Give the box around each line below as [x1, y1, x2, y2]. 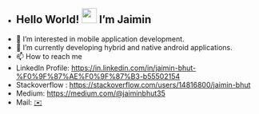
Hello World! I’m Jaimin [15, 13, 152, 26]
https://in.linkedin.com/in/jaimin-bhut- [70, 63, 197, 73]
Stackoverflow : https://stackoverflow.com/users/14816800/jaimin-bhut [15, 80, 251, 89]
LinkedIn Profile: [15, 63, 70, 73]
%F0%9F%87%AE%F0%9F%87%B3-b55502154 [15, 71, 181, 81]
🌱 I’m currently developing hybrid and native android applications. [15, 42, 233, 52]
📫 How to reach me [15, 51, 82, 61]
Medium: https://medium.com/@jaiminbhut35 [15, 88, 166, 98]
